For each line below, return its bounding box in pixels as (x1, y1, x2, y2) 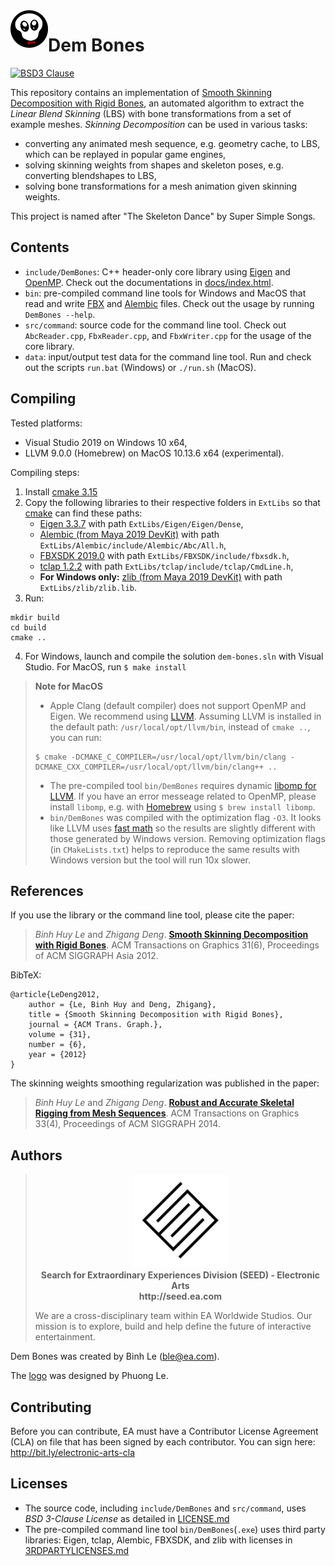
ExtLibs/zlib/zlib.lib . (39, 581, 137, 593)
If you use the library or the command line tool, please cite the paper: (10, 909, 295, 921)
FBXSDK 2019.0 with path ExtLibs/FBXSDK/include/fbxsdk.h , (39, 549, 290, 561)
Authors (10, 1147, 63, 1164)
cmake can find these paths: (24, 507, 143, 519)
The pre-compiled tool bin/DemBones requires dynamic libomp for (49, 779, 317, 791)
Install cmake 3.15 (24, 485, 98, 498)
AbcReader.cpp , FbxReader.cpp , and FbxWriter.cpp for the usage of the (24, 329, 312, 341)
